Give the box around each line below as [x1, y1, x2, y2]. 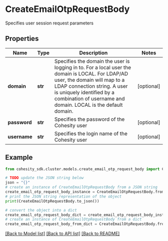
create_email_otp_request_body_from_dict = [5, 222, 97, 227]
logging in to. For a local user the [54, 64, 131, 71]
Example [5, 153, 33, 162]
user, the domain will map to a [54, 76, 125, 83]
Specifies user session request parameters [5, 20, 94, 26]
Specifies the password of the [54, 116, 125, 123]
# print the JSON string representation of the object [5, 194, 122, 199]
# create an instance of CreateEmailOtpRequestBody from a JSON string [5, 185, 157, 190]
